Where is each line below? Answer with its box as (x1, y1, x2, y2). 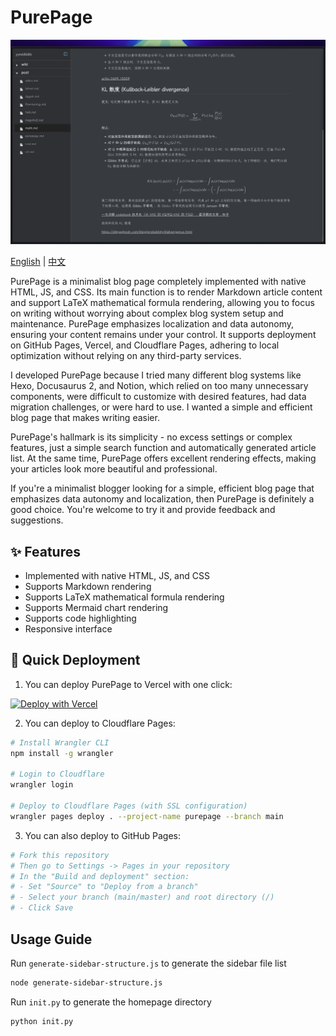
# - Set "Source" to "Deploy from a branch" (10, 882, 199, 892)
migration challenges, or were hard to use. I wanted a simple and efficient (10, 401, 313, 413)
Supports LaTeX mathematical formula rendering (24, 591, 225, 603)
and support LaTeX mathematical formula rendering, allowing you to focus (10, 297, 315, 309)
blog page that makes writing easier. (10, 412, 160, 424)
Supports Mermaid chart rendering (24, 602, 169, 614)
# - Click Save (10, 903, 74, 913)
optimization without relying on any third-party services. (10, 350, 242, 362)
